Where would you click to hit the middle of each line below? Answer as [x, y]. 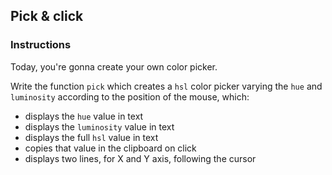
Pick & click [47, 16]
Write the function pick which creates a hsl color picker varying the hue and [166, 86]
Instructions [41, 45]
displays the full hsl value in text [91, 137]
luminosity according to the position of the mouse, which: [130, 96]
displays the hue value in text [84, 116]
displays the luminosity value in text [99, 126]
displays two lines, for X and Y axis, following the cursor [140, 158]
